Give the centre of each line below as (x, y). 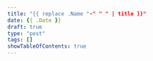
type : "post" (26, 33)
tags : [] (20, 40)
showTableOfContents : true (47, 46)
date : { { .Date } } (34, 20)
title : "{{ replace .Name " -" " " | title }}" (77, 14)
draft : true (25, 27)
